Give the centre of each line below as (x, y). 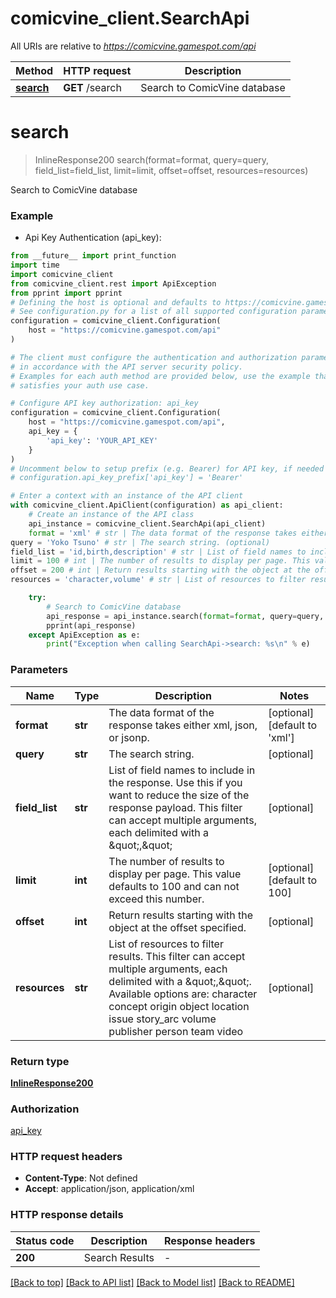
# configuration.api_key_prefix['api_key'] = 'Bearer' (127, 478)
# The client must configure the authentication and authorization (154, 357)
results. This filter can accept (177, 956)
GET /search (92, 87)
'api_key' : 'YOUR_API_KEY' (102, 440)
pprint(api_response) (91, 625)
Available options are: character (183, 994)
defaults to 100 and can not (174, 886)
